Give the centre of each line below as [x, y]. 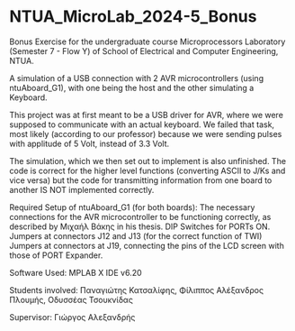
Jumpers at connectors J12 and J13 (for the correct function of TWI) [136, 235]
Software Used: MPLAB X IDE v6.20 [76, 272]
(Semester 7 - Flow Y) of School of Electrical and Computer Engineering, [144, 51]
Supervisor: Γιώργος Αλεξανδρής [72, 317]
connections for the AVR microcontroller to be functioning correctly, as [140, 216]
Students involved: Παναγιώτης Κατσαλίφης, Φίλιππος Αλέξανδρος [136, 290]
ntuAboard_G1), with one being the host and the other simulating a [132, 87]
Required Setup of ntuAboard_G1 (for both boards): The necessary [132, 207]
